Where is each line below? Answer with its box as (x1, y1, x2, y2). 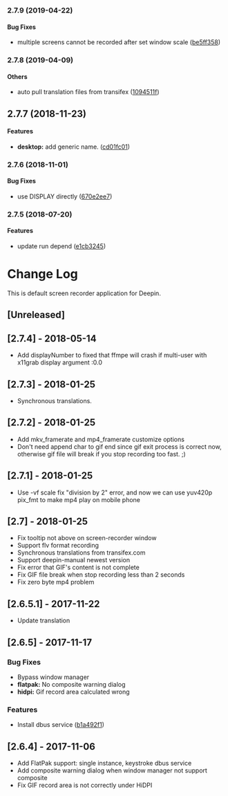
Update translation (17, 616, 70, 624)
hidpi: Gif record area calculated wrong (17, 687, 130, 696)
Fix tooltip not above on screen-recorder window (17, 534, 157, 542)
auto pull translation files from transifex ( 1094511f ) (17, 88, 160, 96)
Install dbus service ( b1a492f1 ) (17, 721, 105, 729)
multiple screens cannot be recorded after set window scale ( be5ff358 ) (17, 38, 221, 46)
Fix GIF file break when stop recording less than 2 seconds (17, 571, 185, 579)
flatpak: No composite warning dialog (17, 680, 126, 688)
